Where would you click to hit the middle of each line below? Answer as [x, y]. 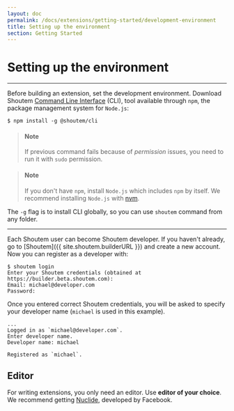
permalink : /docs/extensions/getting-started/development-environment [112, 20]
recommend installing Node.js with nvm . [82, 198]
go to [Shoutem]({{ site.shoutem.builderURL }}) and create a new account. [114, 246]
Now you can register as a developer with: [68, 254]
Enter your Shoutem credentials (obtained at [74, 272]
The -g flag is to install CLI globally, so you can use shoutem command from [115, 211]
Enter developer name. [40, 336]
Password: [22, 291]
